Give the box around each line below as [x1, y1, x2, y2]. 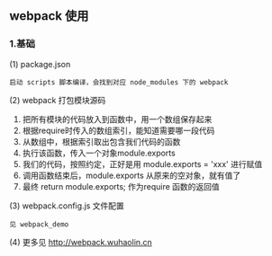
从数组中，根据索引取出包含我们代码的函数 [22, 136, 181, 146]
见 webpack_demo [9, 219, 69, 229]
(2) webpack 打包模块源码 [9, 94, 106, 105]
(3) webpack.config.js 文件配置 [9, 200, 124, 211]
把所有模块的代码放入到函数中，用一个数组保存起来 [22, 113, 213, 124]
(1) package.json [9, 58, 71, 69]
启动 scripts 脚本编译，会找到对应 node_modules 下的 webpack [9, 77, 229, 87]
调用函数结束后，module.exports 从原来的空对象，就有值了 [22, 170, 241, 181]
